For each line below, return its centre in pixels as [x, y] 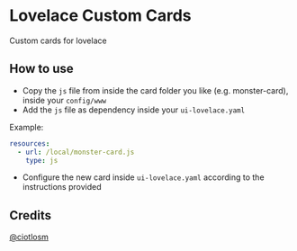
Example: [27, 127]
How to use [41, 69]
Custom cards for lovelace [58, 40]
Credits [31, 215]
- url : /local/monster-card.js [76, 152]
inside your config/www [64, 100]
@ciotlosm [29, 237]
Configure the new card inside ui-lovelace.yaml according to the [143, 177]
